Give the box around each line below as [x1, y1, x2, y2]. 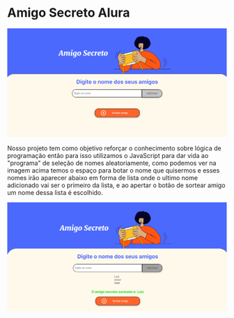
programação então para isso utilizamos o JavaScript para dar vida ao [7, 152, 209, 160]
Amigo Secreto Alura [7, 5, 130, 21]
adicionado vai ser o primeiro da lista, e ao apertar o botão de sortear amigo [7, 181, 226, 189]
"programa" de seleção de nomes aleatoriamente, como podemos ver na [7, 159, 217, 168]
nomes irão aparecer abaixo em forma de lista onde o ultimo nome [7, 174, 198, 182]
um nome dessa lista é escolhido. [7, 189, 103, 197]
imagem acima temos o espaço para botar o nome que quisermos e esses [7, 166, 220, 175]
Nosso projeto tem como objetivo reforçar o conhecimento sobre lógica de [7, 144, 221, 152]
